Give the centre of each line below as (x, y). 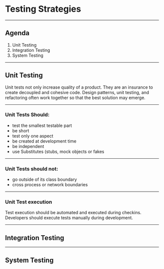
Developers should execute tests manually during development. (69, 218)
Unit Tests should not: (32, 169)
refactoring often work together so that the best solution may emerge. (75, 98)
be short (20, 130)
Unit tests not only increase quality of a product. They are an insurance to (79, 87)
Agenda (17, 33)
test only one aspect (33, 136)
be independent (28, 146)
